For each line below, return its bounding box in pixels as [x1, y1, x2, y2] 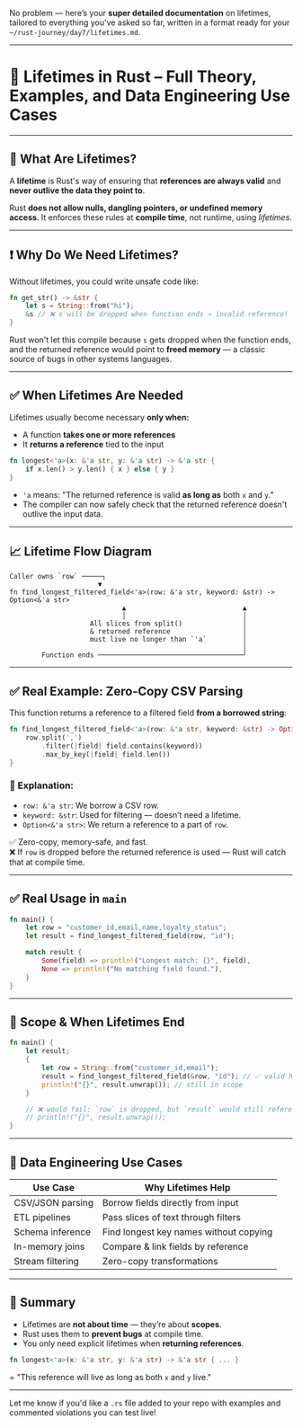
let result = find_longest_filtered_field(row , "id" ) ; [25, 932, 235, 941]
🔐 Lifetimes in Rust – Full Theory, [9, 66, 257, 87]
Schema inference [13, 1226, 92, 1238]
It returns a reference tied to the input [22, 439, 164, 449]
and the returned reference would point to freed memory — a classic [9, 344, 266, 355]
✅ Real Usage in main [9, 891, 128, 907]
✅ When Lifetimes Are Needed [9, 388, 184, 403]
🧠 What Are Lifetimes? [9, 152, 138, 167]
